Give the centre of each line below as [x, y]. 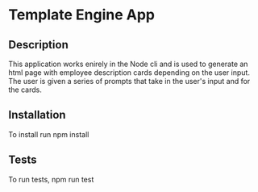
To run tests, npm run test [51, 179]
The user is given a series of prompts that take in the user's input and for [129, 81]
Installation [37, 115]
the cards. [25, 90]
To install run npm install [49, 134]
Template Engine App [82, 15]
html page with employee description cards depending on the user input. [129, 73]
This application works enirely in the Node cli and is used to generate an [128, 64]
